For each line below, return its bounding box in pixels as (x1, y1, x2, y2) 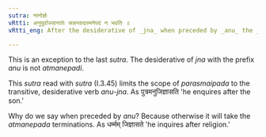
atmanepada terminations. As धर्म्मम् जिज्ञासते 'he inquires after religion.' (8, 120, 231, 129)
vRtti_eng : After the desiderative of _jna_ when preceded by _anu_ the (8, 26, 253, 34)
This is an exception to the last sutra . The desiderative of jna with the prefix (8, 55, 255, 64)
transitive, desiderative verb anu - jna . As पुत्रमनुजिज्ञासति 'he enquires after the (8, 87, 251, 97)
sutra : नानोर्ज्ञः (8, 11, 47, 20)
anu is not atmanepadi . (8, 63, 85, 73)
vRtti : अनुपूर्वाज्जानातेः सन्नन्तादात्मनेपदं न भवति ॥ (8, 19, 131, 27)
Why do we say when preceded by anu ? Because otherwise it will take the (8, 112, 251, 121)
